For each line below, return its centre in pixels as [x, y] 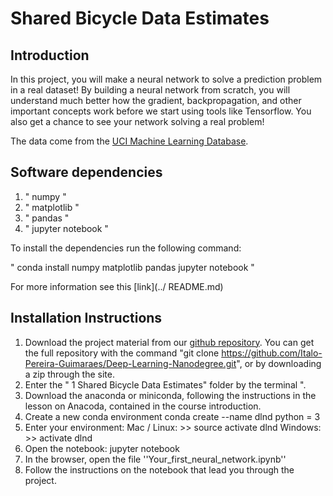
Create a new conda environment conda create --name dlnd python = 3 [172, 416]
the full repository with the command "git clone [122, 353]
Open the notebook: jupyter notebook [102, 448]
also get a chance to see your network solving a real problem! [137, 121]
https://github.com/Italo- [272, 353]
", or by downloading [279, 363]
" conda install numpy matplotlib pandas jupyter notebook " [132, 267]
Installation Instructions [86, 318]
